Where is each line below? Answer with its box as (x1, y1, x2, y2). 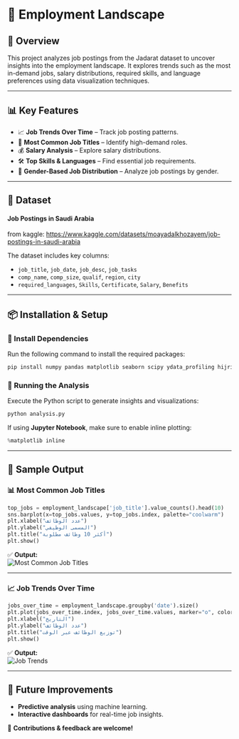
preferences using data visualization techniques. (7, 76, 150, 85)
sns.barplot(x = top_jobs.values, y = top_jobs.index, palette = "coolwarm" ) (7, 511, 224, 518)
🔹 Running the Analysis (7, 380, 90, 390)
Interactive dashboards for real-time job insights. (17, 710, 164, 719)
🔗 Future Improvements (7, 683, 114, 695)
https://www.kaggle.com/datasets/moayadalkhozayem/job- (46, 230, 221, 238)
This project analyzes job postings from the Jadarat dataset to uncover (7, 53, 216, 62)
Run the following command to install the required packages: (7, 350, 186, 359)
